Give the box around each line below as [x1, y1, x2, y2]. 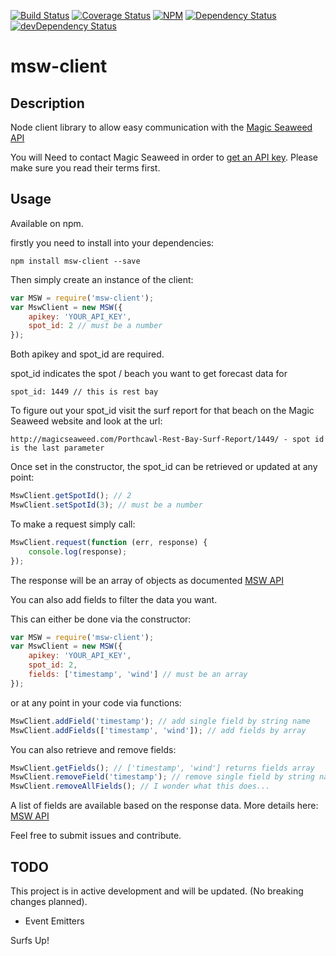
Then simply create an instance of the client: [10, 273, 194, 285]
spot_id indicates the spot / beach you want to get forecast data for [10, 368, 288, 380]
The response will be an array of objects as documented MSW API [10, 574, 284, 586]
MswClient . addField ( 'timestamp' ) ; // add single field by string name [10, 716, 311, 726]
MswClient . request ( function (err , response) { [10, 537, 208, 547]
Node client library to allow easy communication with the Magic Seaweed [10, 121, 313, 133]
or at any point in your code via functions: [10, 696, 182, 709]
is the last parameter [10, 443, 105, 454]
